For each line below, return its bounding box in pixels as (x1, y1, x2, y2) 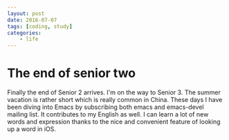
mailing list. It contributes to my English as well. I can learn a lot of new (7, 110, 209, 119)
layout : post (7, 10, 45, 17)
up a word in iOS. (7, 125, 57, 133)
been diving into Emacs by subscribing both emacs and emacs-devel (7, 103, 204, 111)
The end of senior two (7, 66, 136, 81)
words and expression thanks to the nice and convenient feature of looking (7, 118, 221, 126)
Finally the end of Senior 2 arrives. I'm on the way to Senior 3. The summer (7, 88, 221, 97)
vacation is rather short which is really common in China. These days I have (7, 96, 223, 104)
